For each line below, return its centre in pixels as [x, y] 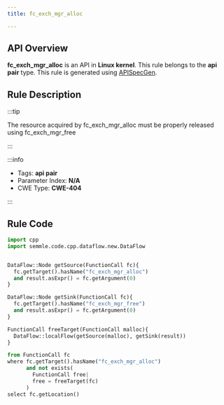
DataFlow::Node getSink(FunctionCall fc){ [70, 297]
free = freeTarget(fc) [65, 381]
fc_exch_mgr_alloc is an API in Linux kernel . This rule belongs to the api [112, 65]
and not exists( [49, 369]
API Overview [38, 49]
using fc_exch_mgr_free [42, 132]
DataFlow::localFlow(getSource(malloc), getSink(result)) [100, 336]
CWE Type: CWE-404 [49, 188]
